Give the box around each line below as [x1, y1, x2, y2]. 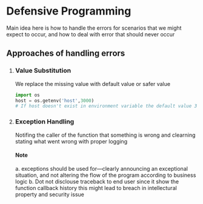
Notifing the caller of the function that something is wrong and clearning [15, 131, 196, 139]
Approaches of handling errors [6, 48, 125, 59]
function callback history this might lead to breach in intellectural [15, 184, 177, 191]
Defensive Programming [6, 4, 131, 18]
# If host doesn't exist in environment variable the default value [15, 103, 192, 110]
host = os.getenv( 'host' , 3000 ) [15, 97, 95, 104]
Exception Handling [15, 117, 75, 126]
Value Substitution [15, 67, 72, 75]
